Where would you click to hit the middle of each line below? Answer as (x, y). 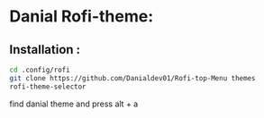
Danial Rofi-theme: (82, 17)
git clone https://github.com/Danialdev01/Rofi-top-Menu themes (132, 78)
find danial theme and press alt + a (74, 104)
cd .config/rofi (40, 70)
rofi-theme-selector (48, 87)
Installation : (45, 50)
